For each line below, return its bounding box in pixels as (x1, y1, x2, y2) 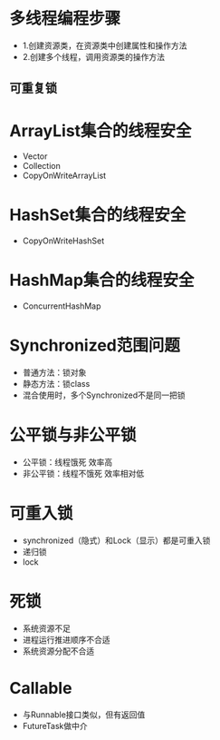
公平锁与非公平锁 (9, 425, 138, 446)
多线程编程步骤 (9, 8, 121, 29)
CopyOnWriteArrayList (22, 170, 107, 182)
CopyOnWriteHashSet (22, 235, 105, 246)
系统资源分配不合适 (22, 646, 95, 656)
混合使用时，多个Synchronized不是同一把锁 (22, 390, 186, 400)
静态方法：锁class (22, 379, 91, 390)
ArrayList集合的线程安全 (9, 120, 192, 141)
